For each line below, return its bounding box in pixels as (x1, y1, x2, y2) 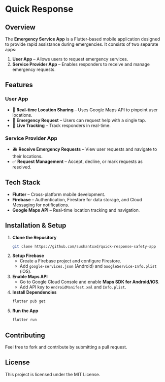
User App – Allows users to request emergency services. (12, 56, 128, 62)
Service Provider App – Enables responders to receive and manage (12, 62, 150, 67)
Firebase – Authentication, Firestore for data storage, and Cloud (12, 196, 142, 202)
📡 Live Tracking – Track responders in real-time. (12, 122, 111, 128)
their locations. (12, 153, 43, 159)
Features (5, 81, 33, 89)
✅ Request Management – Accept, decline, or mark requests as (12, 159, 143, 164)
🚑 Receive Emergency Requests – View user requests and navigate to (12, 146, 157, 152)
